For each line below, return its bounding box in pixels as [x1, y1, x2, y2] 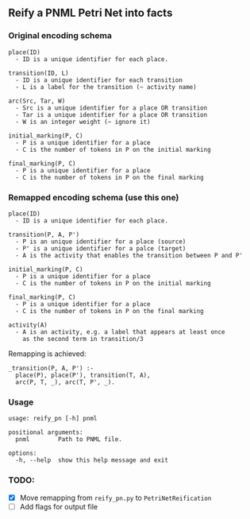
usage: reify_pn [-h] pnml [8, 415, 98, 423]
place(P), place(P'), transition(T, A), [15, 371, 151, 379]
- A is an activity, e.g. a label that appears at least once [15, 327, 225, 336]
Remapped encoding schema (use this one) [8, 192, 179, 203]
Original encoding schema [8, 30, 113, 41]
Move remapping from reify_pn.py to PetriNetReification [19, 493, 212, 502]
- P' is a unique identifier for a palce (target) [15, 244, 187, 253]
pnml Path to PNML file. [15, 436, 123, 443]
